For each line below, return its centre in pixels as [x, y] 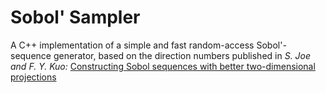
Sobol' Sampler [75, 17]
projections [33, 77]
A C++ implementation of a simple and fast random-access [132, 45]
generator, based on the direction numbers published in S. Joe [182, 55]
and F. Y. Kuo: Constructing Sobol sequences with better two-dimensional [163, 66]
